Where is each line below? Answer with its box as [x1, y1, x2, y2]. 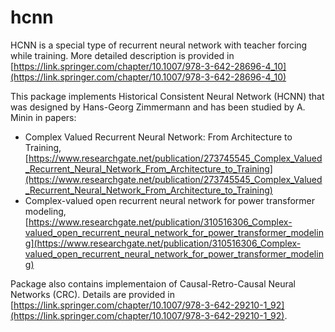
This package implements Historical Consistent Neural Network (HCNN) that [10, 90, 325, 102]
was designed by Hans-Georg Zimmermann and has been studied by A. [10, 101, 306, 113]
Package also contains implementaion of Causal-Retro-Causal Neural [10, 277, 296, 290]
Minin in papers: [10, 111, 77, 123]
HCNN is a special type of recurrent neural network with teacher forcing [10, 39, 308, 51]
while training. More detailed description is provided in [10, 49, 235, 61]
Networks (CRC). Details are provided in [10, 288, 176, 300]
